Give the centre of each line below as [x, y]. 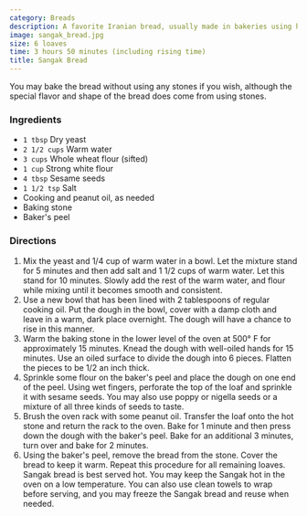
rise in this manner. [58, 329]
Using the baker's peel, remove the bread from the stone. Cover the [150, 455]
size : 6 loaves [38, 43]
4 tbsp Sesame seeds [64, 178]
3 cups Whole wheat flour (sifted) [85, 159]
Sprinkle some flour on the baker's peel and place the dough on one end [159, 377]
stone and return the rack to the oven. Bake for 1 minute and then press [157, 426]
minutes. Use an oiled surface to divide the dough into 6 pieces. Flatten [157, 358]
